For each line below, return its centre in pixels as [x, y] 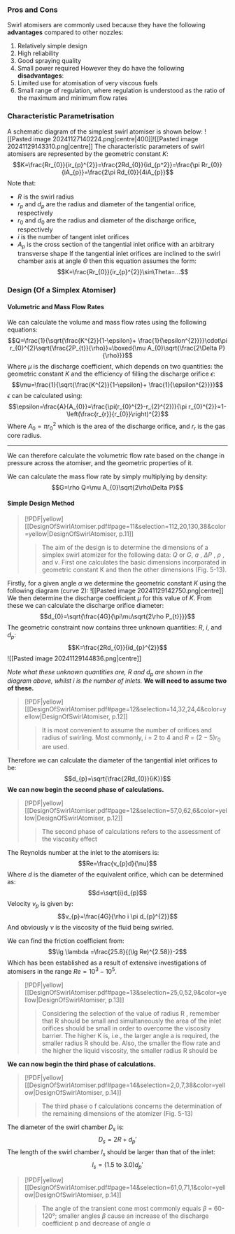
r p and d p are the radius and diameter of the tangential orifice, [107, 205]
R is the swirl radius [46, 197]
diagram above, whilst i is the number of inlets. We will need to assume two [117, 681]
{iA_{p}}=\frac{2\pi [88, 172]
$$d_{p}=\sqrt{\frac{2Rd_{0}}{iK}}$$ [117, 779]
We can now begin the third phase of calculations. [81, 1064]
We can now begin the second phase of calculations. [86, 790]
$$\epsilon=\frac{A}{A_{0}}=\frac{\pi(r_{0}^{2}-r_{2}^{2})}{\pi [98, 406]
